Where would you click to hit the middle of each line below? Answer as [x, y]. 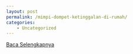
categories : [21, 22]
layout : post [22, 11]
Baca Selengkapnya [30, 45]
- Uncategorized [37, 28]
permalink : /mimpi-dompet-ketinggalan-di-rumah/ [67, 17]
